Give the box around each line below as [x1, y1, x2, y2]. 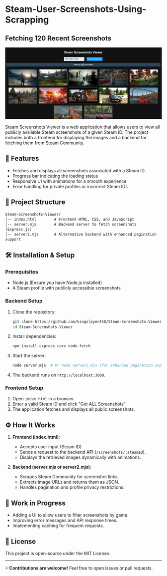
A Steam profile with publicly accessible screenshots [12, 285, 121, 291]
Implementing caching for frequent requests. [12, 523, 104, 529]
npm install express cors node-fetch [12, 343, 91, 349]
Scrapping [5, 14, 49, 25]
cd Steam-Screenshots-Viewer [12, 324, 73, 329]
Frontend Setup [5, 384, 44, 391]
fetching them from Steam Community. [5, 140, 84, 146]
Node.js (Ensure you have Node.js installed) [12, 280, 102, 286]
